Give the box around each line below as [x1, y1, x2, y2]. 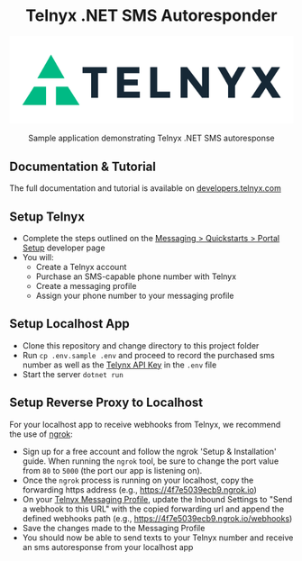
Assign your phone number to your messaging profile [35, 290, 234, 301]
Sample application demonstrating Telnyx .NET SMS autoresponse [28, 132, 275, 144]
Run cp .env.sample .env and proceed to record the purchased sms [22, 349, 275, 360]
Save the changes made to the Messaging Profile [22, 522, 206, 533]
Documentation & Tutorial [9, 158, 156, 174]
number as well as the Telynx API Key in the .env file [22, 359, 217, 370]
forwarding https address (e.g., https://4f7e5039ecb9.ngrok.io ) [22, 484, 257, 495]
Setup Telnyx [9, 209, 86, 224]
